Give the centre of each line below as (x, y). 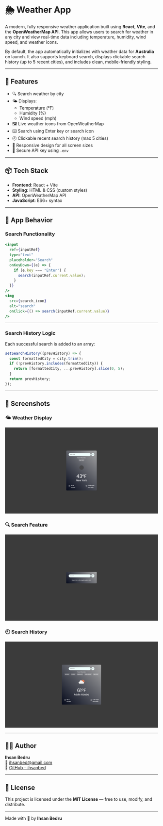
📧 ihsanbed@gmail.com (29, 762)
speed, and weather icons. (32, 42)
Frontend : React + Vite (35, 185)
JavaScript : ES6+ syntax (37, 200)
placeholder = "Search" (31, 260)
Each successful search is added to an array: (50, 344)
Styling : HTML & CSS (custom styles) (49, 190)
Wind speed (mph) (38, 118)
